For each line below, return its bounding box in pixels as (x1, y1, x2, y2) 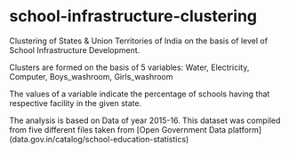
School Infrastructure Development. (9, 44, 140, 55)
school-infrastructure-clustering (9, 6, 258, 27)
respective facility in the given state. (9, 97, 142, 108)
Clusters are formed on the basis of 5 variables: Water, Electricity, (9, 62, 250, 73)
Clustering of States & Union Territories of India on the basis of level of (9, 35, 269, 46)
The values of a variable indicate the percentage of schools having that (9, 88, 270, 99)
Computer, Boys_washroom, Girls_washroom (9, 71, 173, 81)
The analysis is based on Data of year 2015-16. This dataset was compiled (9, 115, 281, 126)
